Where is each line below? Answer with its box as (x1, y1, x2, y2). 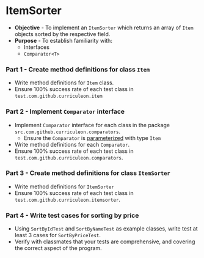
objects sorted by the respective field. (14, 30, 111, 37)
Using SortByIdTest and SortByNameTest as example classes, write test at (14, 225, 198, 232)
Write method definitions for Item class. (14, 79, 114, 86)
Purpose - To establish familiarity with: (14, 37, 112, 44)
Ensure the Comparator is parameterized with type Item (23, 134, 161, 141)
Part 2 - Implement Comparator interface (5, 108, 125, 116)
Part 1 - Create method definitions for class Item (5, 65, 150, 73)
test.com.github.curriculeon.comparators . (14, 153, 123, 161)
